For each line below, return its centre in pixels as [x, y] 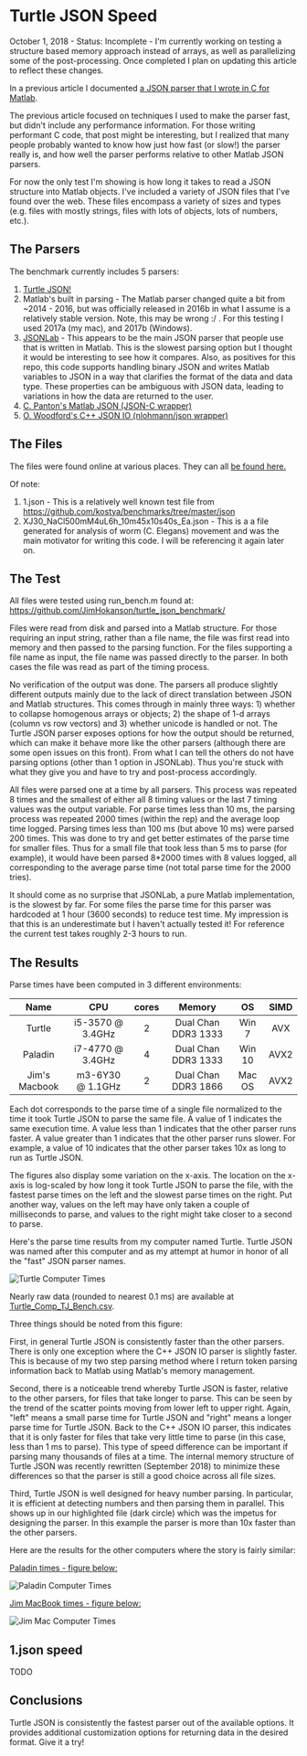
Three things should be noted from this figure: [96, 1324]
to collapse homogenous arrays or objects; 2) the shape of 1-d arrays [140, 714]
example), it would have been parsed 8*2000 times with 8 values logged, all [153, 858]
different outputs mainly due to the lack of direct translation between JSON [151, 695]
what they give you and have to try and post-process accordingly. [133, 772]
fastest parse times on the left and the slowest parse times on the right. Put [151, 1195]
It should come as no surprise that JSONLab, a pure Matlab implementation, [152, 895]
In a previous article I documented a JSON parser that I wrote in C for [140, 88]
